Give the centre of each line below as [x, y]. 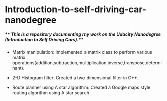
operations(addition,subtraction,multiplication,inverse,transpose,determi [87, 63]
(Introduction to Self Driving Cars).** [44, 39]
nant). [18, 68]
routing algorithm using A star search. [51, 93]
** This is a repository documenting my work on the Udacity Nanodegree [83, 34]
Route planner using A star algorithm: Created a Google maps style [81, 88]
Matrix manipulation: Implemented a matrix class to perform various [82, 52]
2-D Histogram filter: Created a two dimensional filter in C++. [75, 78]
